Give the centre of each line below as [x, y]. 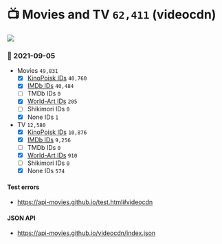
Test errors [23, 187]
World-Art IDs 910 [52, 155]
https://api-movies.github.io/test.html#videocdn [85, 202]
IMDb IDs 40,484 [51, 86]
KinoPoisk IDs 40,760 [57, 78]
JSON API [21, 218]
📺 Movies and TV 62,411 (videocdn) [112, 15]
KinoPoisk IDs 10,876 [57, 132]
